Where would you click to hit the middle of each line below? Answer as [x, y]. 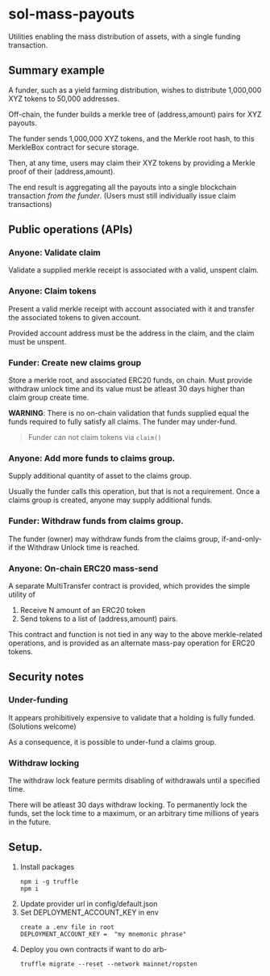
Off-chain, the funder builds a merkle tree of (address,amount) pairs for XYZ [135, 114]
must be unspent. [37, 341]
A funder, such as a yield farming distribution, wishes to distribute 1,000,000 [135, 90]
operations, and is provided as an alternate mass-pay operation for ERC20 [132, 643]
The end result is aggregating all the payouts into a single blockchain [123, 187]
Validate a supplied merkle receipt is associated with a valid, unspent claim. [134, 270]
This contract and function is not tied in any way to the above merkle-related [135, 634]
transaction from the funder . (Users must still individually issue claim [122, 196]
